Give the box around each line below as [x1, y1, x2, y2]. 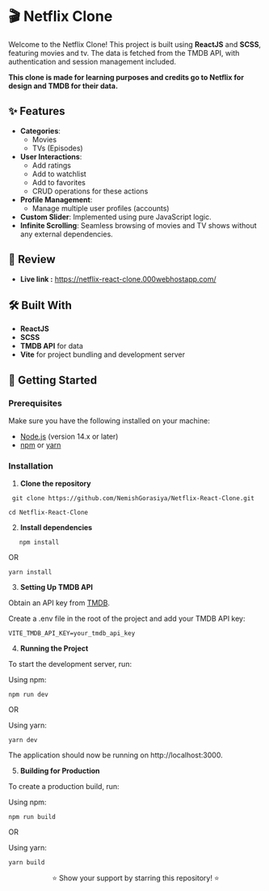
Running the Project [19, 643, 89, 653]
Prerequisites [8, 397, 62, 409]
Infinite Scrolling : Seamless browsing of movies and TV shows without [19, 220, 257, 230]
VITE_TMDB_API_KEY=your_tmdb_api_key [8, 630, 136, 638]
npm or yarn [19, 440, 61, 450]
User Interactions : [19, 151, 82, 161]
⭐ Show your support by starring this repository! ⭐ [52, 873, 220, 883]
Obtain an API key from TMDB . [8, 598, 111, 608]
